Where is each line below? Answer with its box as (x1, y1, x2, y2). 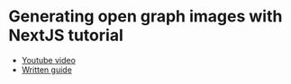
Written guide (21, 64, 73, 75)
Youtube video (21, 55, 76, 65)
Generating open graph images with (8, 6, 283, 27)
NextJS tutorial (8, 25, 123, 46)
